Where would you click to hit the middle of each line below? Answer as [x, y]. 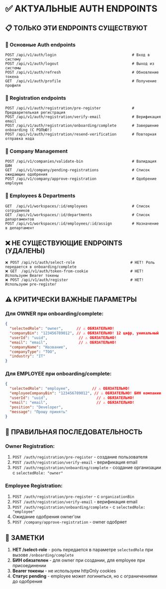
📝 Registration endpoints [36, 98]
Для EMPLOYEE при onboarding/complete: [58, 374]
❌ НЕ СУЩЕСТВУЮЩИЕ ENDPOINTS [64, 243]
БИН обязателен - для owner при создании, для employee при [79, 560]
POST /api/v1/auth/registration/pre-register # [70, 108]
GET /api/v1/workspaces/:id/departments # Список [78, 215]
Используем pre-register [31, 284]
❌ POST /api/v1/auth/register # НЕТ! [75, 280]
